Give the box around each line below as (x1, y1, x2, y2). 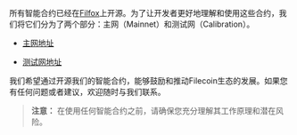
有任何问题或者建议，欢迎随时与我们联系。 (9, 87, 166, 97)
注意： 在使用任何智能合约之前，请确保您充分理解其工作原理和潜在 (30, 106, 276, 115)
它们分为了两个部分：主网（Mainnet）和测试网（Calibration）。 (24, 19, 255, 29)
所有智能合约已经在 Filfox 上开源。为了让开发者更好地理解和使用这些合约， (9, 8, 279, 18)
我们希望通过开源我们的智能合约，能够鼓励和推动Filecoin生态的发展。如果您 (9, 75, 288, 86)
